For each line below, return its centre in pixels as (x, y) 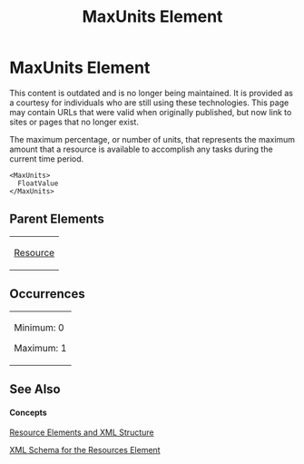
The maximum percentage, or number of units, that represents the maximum (152, 139)
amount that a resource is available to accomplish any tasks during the (142, 149)
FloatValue (38, 183)
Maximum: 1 (40, 348)
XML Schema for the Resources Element (85, 450)
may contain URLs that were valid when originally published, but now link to (151, 112)
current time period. (47, 158)
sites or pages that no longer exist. (74, 122)
